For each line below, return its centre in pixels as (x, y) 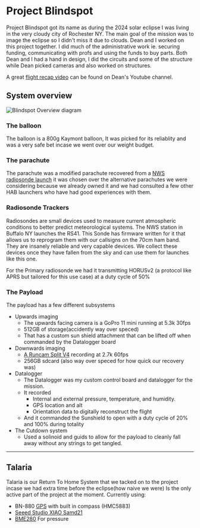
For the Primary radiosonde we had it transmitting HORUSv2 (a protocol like (99, 270)
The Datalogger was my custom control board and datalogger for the (108, 380)
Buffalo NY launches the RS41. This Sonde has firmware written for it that (96, 233)
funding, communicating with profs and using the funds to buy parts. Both (97, 52)
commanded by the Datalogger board (70, 341)
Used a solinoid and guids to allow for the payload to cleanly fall (102, 437)
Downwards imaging (40, 348)
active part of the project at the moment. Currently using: (76, 494)
